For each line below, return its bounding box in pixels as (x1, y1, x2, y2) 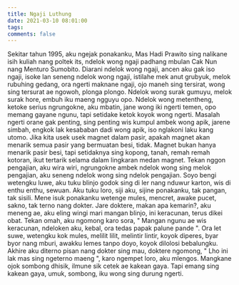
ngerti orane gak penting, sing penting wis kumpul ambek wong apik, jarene (7, 118, 230, 127)
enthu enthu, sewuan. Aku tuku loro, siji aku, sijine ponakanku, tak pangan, (7, 186, 227, 195)
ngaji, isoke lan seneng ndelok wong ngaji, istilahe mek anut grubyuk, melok (7, 73, 231, 81)
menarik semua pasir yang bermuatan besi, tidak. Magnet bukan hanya (7, 140, 216, 150)
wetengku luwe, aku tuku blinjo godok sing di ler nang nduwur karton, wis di (7, 179, 231, 187)
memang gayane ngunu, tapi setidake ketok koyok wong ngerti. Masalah (7, 110, 220, 119)
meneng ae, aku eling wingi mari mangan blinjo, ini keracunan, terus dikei (7, 209, 223, 217)
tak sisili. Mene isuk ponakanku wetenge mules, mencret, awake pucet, (7, 194, 217, 202)
